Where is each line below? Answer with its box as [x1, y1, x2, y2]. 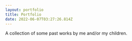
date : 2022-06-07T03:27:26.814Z [5, 16, 73, 21]
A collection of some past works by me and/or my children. [5, 30, 127, 36]
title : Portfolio [5, 12, 42, 17]
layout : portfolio [5, 7, 44, 12]
